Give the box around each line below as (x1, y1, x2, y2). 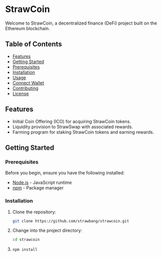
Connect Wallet (12, 80, 44, 86)
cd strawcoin (12, 237, 40, 242)
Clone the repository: (12, 209, 56, 215)
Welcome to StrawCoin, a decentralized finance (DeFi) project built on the (5, 20, 157, 26)
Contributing (12, 85, 38, 91)
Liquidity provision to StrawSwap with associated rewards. (12, 124, 133, 130)
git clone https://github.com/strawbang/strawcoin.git (12, 218, 129, 223)
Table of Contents (5, 40, 62, 49)
